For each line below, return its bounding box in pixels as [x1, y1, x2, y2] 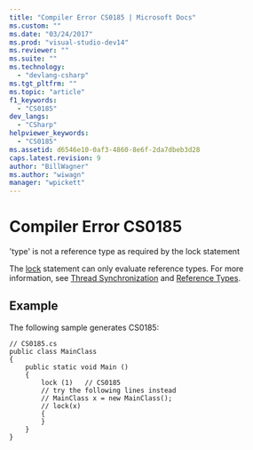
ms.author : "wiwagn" [9, 170, 86, 179]
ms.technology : [9, 63, 66, 72]
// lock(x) [41, 401, 82, 410]
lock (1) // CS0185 [41, 378, 122, 387]
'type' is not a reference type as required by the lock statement [9, 246, 240, 257]
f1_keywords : [9, 95, 58, 105]
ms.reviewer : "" [9, 46, 69, 55]
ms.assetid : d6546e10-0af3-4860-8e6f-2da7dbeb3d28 [9, 145, 201, 154]
